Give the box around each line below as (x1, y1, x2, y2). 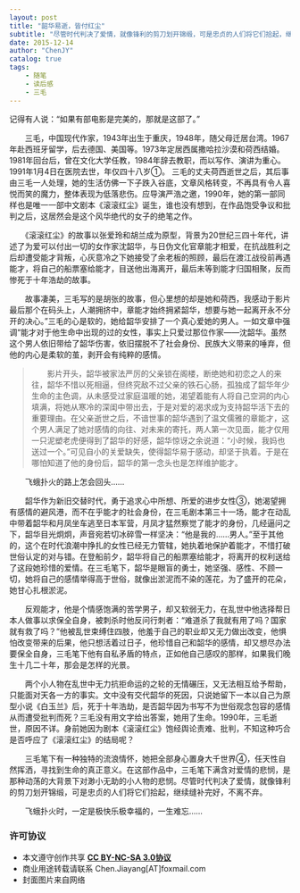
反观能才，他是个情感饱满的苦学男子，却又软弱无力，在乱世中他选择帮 (24, 604, 283, 614)
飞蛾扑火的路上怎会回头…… (24, 476, 125, 487)
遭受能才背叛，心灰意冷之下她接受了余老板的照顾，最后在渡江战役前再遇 (24, 252, 291, 263)
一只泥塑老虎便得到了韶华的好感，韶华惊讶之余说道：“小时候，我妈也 (30, 435, 286, 446)
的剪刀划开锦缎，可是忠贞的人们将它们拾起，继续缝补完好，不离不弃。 (9, 787, 268, 797)
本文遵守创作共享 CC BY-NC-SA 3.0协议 (21, 852, 171, 863)
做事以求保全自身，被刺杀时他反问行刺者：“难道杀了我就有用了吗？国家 (24, 614, 287, 625)
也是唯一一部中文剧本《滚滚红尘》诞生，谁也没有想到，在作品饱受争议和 (16, 199, 283, 210)
